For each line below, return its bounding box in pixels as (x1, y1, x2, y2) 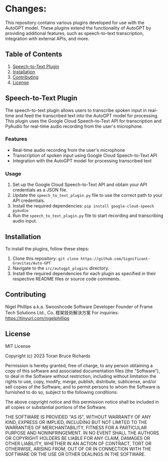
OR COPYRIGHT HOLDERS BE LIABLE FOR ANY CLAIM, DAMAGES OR (5, 435, 150, 441)
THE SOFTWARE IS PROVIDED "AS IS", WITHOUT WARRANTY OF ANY (5, 414, 151, 420)
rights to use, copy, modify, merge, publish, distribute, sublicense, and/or (5, 378, 156, 384)
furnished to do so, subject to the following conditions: (5, 389, 118, 395)
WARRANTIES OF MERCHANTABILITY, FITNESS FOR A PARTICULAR (5, 424, 147, 430)
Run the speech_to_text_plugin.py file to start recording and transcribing (12, 212, 163, 218)
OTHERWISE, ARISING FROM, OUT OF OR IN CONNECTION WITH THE (5, 445, 151, 451)
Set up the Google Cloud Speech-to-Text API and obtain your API (12, 181, 147, 188)
